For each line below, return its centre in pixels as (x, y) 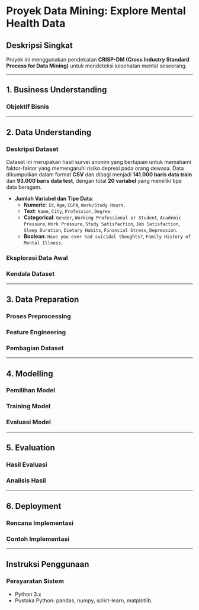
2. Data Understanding (49, 132)
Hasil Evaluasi (27, 464)
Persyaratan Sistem (35, 581)
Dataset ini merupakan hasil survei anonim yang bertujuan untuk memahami (99, 162)
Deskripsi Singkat (39, 45)
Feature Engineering (36, 332)
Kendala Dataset (31, 274)
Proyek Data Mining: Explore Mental (96, 11)
